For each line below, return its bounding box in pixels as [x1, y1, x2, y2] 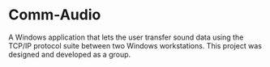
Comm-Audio [8, 6, 101, 24]
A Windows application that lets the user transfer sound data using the [8, 32, 244, 42]
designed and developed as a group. [8, 49, 131, 59]
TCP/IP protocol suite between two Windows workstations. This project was [8, 40, 262, 50]
